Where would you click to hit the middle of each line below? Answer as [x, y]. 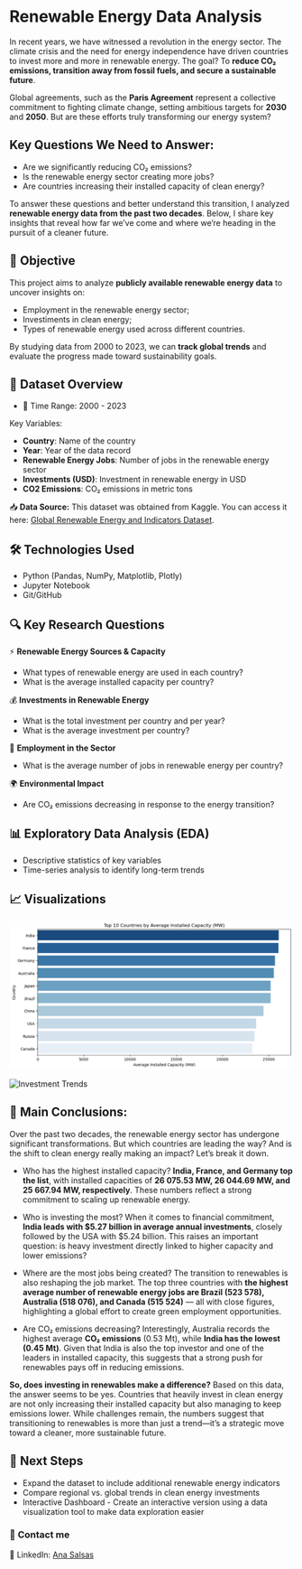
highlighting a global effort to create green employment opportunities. [152, 1311]
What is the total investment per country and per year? [124, 721]
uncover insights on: [47, 292]
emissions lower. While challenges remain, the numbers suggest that [137, 1413]
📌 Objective [42, 261]
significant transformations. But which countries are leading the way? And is [151, 1144]
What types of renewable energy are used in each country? [133, 672]
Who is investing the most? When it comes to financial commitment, [148, 1217]
